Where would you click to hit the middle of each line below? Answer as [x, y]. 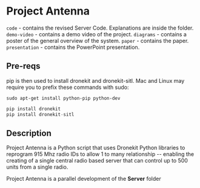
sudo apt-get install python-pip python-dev [63, 98]
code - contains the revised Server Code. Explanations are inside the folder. [100, 28]
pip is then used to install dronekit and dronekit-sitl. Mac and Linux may [95, 80]
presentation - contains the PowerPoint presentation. [73, 47]
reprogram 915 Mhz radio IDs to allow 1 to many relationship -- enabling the [100, 154]
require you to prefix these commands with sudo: [68, 87]
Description [29, 133]
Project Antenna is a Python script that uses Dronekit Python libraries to [96, 148]
